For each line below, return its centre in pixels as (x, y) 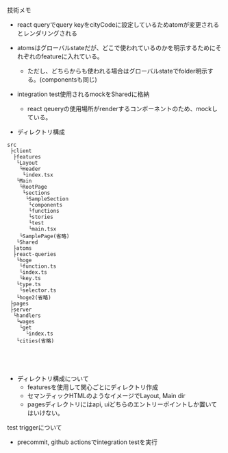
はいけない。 (45, 413)
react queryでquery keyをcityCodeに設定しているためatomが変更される (118, 25)
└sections (36, 193)
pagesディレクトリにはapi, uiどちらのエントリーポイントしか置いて (122, 404)
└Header (30, 169)
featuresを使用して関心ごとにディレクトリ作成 (93, 387)
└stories (41, 217)
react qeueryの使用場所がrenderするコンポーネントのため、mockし (122, 109)
